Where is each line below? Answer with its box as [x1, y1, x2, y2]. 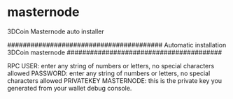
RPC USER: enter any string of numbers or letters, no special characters [7, 61, 215, 70]
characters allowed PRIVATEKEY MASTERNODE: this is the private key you [7, 76, 223, 84]
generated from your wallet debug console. [7, 84, 132, 92]
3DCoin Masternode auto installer [7, 27, 104, 36]
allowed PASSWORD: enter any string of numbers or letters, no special [7, 69, 211, 77]
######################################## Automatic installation [7, 40, 227, 49]
